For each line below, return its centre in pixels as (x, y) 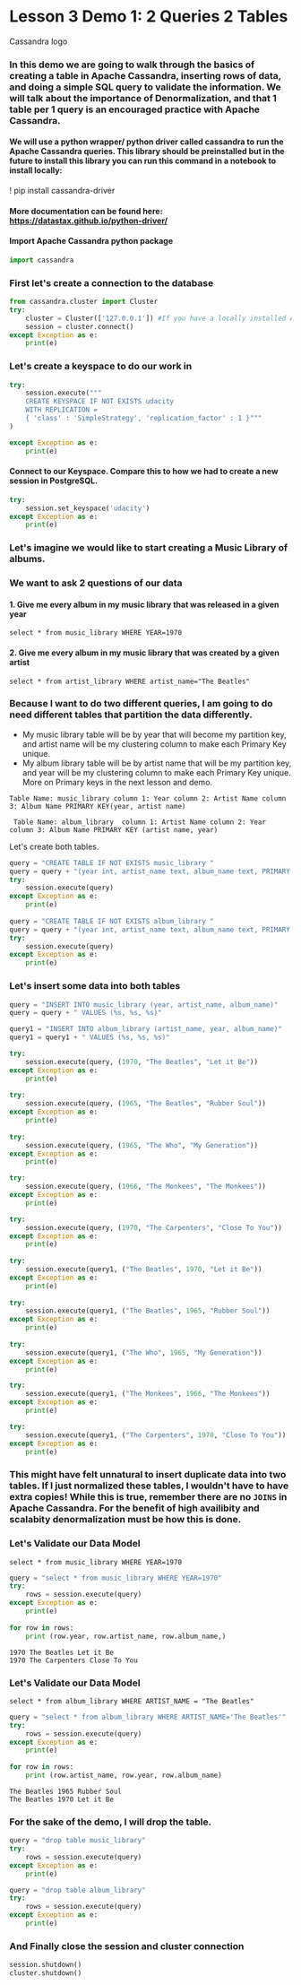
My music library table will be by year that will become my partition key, (154, 734)
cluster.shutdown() (46, 1973)
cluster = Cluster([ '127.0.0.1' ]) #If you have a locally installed (156, 318)
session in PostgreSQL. (54, 481)
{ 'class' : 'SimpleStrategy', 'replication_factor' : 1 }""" (144, 419)
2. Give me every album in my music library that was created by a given (145, 653)
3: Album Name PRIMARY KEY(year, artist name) (98, 806)
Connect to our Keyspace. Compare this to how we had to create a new (144, 472)
